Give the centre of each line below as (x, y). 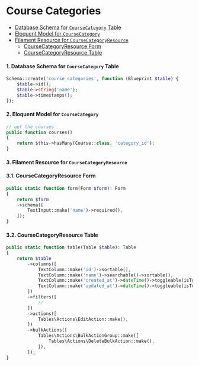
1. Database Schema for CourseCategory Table (63, 66)
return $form (33, 199)
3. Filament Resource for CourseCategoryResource (67, 162)
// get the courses (30, 127)
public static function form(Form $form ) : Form (66, 188)
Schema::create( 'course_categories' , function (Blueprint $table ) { (92, 79)
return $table (34, 258)
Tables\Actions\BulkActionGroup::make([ (88, 336)
